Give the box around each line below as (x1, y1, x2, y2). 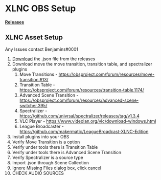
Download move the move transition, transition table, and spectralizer (12, 61, 153, 67)
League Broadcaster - (19, 123, 64, 129)
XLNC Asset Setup (5, 33, 63, 42)
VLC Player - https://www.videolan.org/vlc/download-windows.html (19, 118, 157, 124)
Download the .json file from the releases (12, 56, 95, 62)
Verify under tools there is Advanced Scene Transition (12, 149, 121, 155)
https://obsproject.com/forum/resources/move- (58, 71, 155, 77)
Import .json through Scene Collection (12, 159, 89, 165)
